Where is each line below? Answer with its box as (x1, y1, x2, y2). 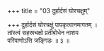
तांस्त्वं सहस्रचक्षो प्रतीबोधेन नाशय (7, 29, 79, 36)
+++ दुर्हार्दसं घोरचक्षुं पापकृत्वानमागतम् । (7, 21, 98, 29)
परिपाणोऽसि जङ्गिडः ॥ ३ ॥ (7, 36, 69, 45)
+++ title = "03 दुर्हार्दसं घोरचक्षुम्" (7, 7, 91, 15)
